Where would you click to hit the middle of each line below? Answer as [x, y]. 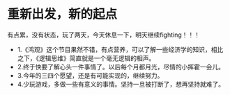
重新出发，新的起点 [62, 14]
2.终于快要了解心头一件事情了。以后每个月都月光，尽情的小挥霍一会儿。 [121, 67]
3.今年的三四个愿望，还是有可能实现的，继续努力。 [90, 75]
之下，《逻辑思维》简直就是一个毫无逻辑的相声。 [86, 58]
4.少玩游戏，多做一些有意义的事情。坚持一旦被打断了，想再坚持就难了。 [121, 84]
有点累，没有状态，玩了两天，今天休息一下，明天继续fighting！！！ [104, 35]
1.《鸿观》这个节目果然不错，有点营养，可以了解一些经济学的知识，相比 [120, 49]
